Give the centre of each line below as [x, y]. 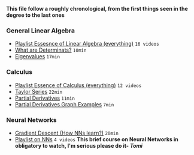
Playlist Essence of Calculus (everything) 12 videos [78, 85]
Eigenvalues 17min [37, 56]
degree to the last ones [35, 15]
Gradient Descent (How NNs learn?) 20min [66, 133]
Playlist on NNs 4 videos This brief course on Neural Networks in [96, 139]
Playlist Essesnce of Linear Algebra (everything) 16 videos [87, 44]
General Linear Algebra [40, 31]
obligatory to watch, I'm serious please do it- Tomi [78, 145]
